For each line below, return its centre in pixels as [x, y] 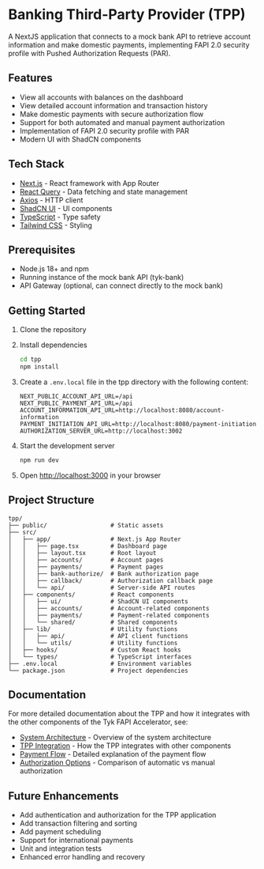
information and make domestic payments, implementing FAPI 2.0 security [129, 44]
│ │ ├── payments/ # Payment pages [86, 567]
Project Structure [51, 500]
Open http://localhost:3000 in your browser [90, 475]
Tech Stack [36, 164]
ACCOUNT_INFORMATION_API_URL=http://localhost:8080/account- [122, 410]
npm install [39, 367]
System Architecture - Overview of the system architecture [115, 738]
